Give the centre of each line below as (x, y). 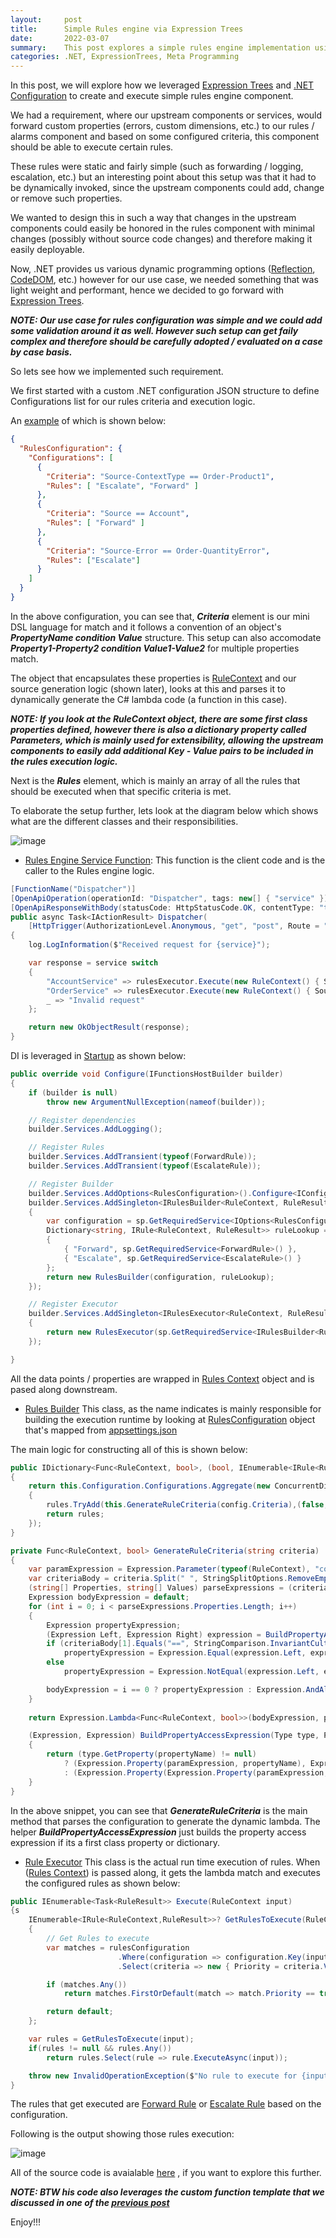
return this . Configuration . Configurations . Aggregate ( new (149, 1486)
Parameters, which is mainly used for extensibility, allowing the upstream (167, 740)
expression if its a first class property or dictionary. (115, 1842)
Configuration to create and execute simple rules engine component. (152, 96)
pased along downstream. (64, 1389)
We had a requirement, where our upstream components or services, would (166, 115)
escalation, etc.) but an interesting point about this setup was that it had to (163, 177)
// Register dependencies (82, 1120)
